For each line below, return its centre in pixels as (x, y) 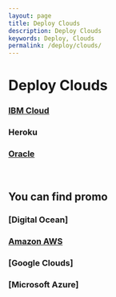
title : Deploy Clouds (44, 23)
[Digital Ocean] (38, 220)
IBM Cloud (29, 111)
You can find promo (58, 197)
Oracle (22, 154)
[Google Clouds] (41, 262)
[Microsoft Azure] (44, 284)
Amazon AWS (36, 241)
